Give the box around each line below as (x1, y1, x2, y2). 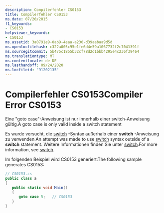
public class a (5, 176, 37, 181)
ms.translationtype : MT (5, 53, 55, 59)
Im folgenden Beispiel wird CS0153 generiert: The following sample (5, 156, 142, 162)
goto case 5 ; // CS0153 (18, 195, 72, 200)
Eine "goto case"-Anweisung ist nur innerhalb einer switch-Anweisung (5, 115, 150, 122)
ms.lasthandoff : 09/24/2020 (5, 63, 64, 68)
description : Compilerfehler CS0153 (5, 7, 81, 12)
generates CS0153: (5, 161, 44, 167)
